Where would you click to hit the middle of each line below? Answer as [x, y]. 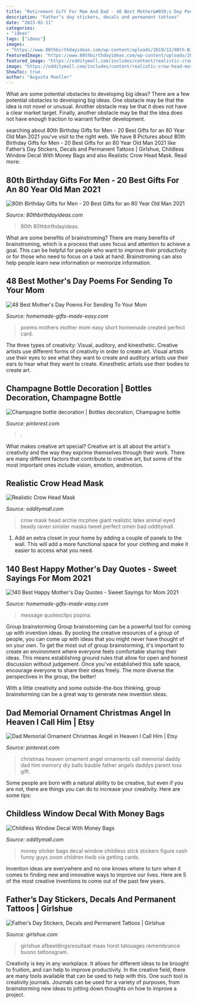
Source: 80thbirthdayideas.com [45, 215]
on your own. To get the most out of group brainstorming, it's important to [95, 646]
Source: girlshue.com [32, 934]
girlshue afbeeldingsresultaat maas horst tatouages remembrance [100, 946]
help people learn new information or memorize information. [79, 262]
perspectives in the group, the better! [51, 677]
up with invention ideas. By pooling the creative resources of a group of [93, 633]
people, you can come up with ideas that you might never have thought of [95, 639]
